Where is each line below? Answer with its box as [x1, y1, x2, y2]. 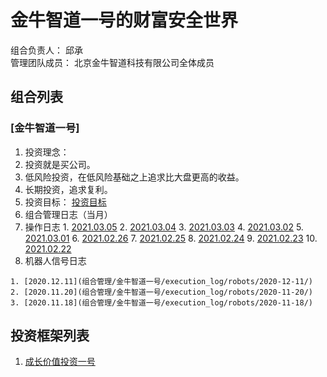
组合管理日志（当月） [24, 208, 113, 220]
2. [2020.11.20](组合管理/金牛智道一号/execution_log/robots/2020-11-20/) [10, 287, 314, 297]
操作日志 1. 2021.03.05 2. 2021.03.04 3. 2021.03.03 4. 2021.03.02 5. [24, 221, 304, 233]
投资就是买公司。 [24, 158, 96, 170]
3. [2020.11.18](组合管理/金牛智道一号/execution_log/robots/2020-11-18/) [10, 297, 314, 308]
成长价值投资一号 [24, 356, 96, 368]
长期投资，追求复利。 [24, 183, 113, 195]
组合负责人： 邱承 [10, 44, 83, 56]
